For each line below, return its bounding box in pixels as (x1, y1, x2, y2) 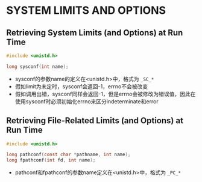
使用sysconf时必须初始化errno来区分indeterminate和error (14, 97, 159, 105)
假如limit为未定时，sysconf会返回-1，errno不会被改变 (14, 82, 148, 90)
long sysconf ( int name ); (6, 64, 69, 70)
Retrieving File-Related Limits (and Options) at (6, 115, 184, 126)
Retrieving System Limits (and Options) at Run (6, 28, 183, 38)
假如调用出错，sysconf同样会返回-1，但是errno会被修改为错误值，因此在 (14, 90, 196, 97)
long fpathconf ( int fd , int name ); (6, 157, 96, 163)
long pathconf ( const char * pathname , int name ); (6, 151, 131, 158)
